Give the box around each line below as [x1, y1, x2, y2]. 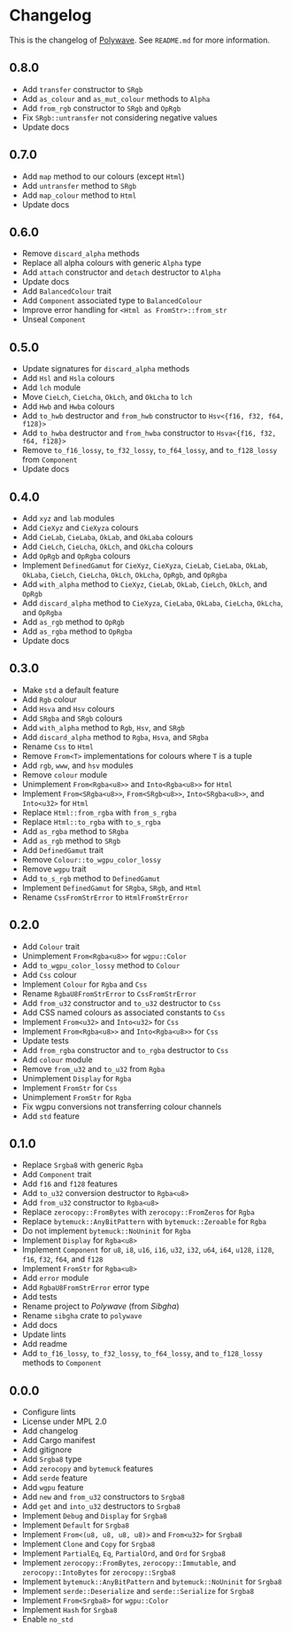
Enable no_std [21, 1614, 73, 1625]
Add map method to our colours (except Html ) [21, 170, 185, 182]
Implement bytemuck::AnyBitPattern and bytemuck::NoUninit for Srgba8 [21, 1576, 282, 1587]
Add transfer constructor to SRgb [21, 83, 143, 94]
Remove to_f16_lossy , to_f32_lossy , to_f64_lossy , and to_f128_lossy [21, 445, 278, 456]
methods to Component [21, 1357, 102, 1368]
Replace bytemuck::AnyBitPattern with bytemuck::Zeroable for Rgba [21, 1216, 267, 1227]
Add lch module [21, 382, 81, 393]
